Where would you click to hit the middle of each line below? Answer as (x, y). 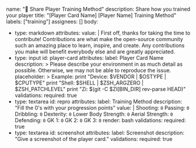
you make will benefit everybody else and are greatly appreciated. (95, 52)
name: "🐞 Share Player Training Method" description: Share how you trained (98, 9)
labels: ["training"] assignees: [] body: (52, 21)
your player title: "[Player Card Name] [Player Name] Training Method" (91, 15)
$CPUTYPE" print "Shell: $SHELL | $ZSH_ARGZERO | (79, 83)
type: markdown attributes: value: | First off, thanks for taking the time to (102, 33)
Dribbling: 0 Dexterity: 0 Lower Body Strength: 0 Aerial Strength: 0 (94, 114)
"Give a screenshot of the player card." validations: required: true (93, 139)
